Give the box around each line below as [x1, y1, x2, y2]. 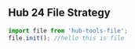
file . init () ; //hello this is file [8, 34, 125, 42]
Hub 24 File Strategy [8, 6, 111, 19]
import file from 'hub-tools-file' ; [8, 26, 128, 34]
